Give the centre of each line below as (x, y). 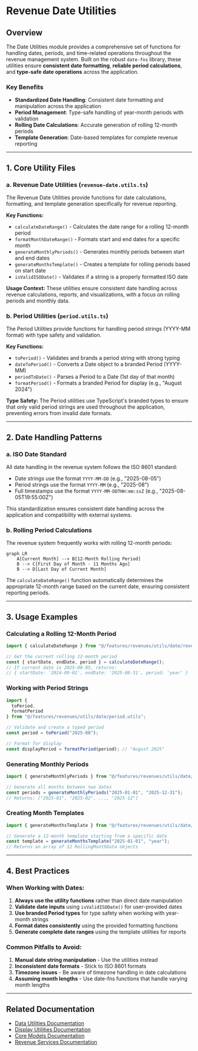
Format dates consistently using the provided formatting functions (96, 925)
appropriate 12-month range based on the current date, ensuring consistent (98, 587)
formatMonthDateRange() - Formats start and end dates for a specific (97, 239)
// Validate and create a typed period (55, 728)
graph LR (17, 554)
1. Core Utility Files (41, 168)
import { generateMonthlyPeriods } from (57, 776)
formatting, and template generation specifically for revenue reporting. (92, 203)
